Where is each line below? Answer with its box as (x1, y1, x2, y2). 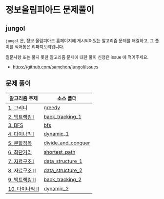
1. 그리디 (8, 104, 28, 111)
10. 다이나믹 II (8, 185, 40, 192)
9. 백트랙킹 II (8, 176, 36, 183)
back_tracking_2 (43, 176, 82, 183)
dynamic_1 (43, 130, 69, 137)
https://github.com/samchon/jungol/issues (12, 64, 99, 70)
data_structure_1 (43, 158, 82, 164)
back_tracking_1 (43, 113, 82, 120)
